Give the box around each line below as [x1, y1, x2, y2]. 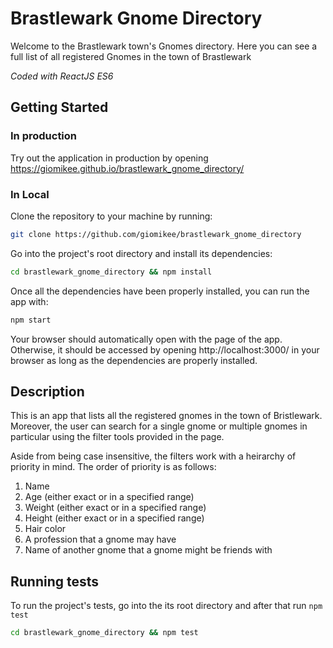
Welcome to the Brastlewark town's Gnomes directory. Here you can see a [10, 40, 318, 52]
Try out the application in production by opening [10, 152, 209, 164]
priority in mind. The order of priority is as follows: [10, 461, 217, 473]
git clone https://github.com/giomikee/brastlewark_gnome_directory [10, 229, 302, 239]
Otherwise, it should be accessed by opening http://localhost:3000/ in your [10, 343, 320, 356]
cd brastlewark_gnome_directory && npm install [10, 267, 213, 277]
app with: [10, 295, 49, 307]
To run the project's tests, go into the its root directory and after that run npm [10, 600, 323, 612]
